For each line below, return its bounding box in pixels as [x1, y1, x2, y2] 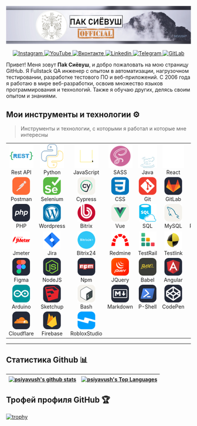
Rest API [11, 169, 32, 176]
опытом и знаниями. [6, 92, 57, 99]
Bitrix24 [76, 249, 96, 256]
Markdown [107, 303, 134, 310]
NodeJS [42, 276, 62, 283]
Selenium [40, 196, 63, 203]
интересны [20, 132, 49, 139]
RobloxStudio [70, 330, 103, 337]
